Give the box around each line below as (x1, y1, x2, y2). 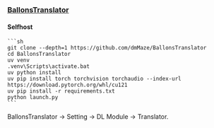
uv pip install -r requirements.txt (7, 88, 115, 95)
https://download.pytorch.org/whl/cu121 (7, 81, 129, 89)
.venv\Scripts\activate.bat (7, 63, 90, 70)
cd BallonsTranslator (7, 51, 71, 58)
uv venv (7, 57, 30, 64)
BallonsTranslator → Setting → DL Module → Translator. (7, 112, 169, 121)
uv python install (7, 69, 61, 76)
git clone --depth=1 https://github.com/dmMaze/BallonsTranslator (7, 45, 207, 52)
